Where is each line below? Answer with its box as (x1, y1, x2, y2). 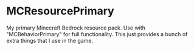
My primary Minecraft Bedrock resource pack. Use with (6, 24, 146, 31)
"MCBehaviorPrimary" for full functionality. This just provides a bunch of (6, 30, 188, 37)
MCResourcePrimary (6, 4, 114, 18)
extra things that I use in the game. (6, 37, 94, 44)
